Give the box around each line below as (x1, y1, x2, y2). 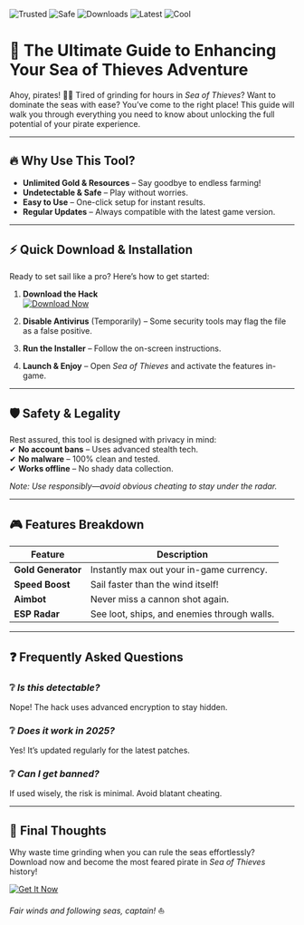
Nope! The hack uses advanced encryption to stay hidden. (9, 701, 228, 712)
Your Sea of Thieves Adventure (9, 60, 249, 81)
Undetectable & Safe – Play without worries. (22, 187, 188, 198)
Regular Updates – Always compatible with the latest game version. (22, 206, 276, 217)
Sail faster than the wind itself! (90, 579, 219, 591)
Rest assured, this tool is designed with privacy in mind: (9, 434, 217, 445)
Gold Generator (14, 563, 82, 576)
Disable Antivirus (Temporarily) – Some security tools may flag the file (22, 316, 287, 326)
